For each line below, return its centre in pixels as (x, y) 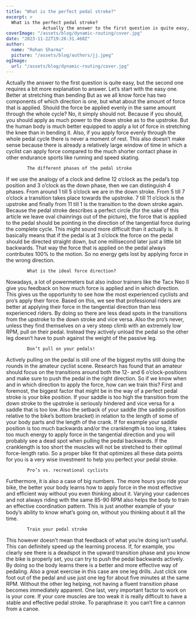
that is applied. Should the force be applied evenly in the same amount (91, 108)
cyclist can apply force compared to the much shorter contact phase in (92, 151)
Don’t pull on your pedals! (61, 349)
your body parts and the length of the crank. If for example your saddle (92, 422)
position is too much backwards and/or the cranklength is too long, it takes (96, 429)
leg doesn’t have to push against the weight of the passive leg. (81, 338)
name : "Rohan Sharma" (38, 50)
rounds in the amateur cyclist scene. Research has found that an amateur (94, 366)
